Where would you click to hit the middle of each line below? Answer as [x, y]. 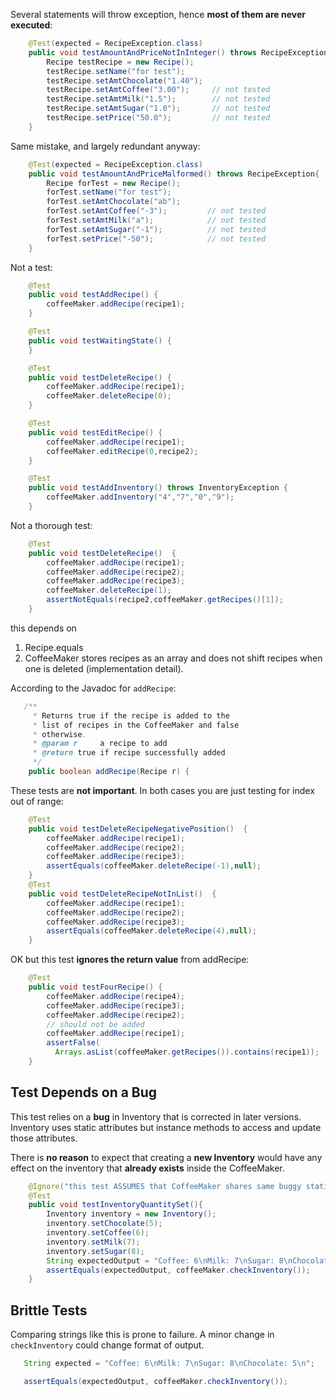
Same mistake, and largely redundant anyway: [105, 146]
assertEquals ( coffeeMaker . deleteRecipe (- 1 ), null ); [154, 866]
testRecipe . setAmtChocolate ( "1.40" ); [124, 80]
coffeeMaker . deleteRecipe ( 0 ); [109, 396]
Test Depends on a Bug [84, 1092]
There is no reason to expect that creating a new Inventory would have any [166, 1157]
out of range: [37, 801]
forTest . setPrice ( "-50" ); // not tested [156, 239]
